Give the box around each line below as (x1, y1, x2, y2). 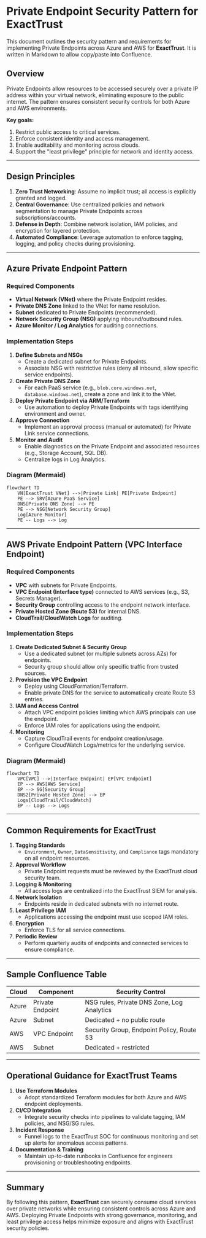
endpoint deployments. (24, 1100, 83, 1107)
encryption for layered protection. (15, 227, 101, 234)
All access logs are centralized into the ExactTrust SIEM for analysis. (24, 887, 197, 894)
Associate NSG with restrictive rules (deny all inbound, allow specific (24, 364, 198, 372)
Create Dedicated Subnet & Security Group (15, 643, 127, 650)
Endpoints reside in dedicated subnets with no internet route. (24, 900, 179, 907)
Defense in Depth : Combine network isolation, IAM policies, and (15, 220, 178, 228)
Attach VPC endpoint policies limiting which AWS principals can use (24, 708, 196, 716)
